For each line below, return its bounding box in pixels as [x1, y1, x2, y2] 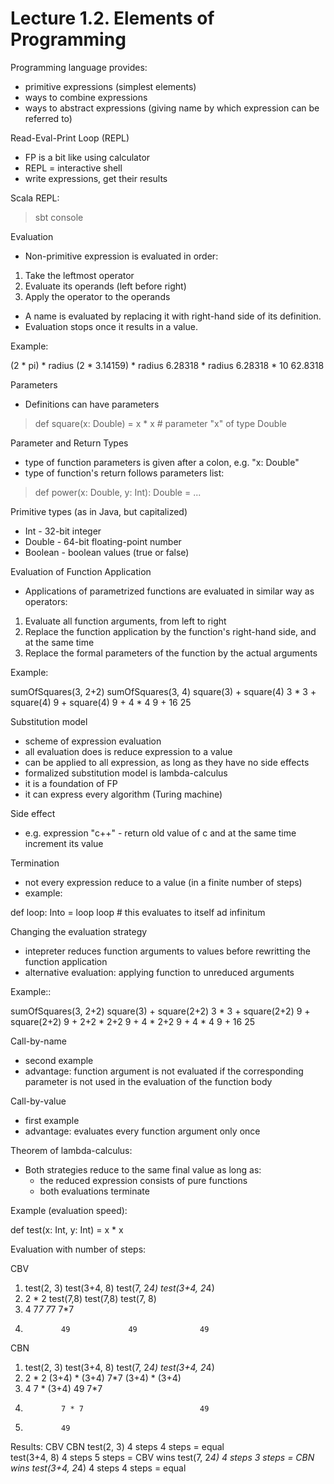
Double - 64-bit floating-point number [24, 535, 182, 547]
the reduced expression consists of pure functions [39, 1174, 248, 1186]
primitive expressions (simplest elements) [24, 80, 197, 92]
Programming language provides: [10, 61, 148, 73]
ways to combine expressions [24, 91, 148, 103]
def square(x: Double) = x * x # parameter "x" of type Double [34, 417, 287, 429]
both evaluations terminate [39, 1185, 150, 1197]
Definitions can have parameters [24, 398, 160, 410]
